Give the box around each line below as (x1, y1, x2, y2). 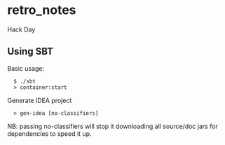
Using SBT (7, 46, 54, 57)
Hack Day (7, 25, 36, 34)
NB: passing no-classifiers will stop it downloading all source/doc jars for (7, 122, 219, 130)
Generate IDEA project (7, 96, 72, 104)
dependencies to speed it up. (7, 129, 92, 138)
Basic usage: (7, 64, 45, 72)
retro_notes (7, 2, 76, 18)
